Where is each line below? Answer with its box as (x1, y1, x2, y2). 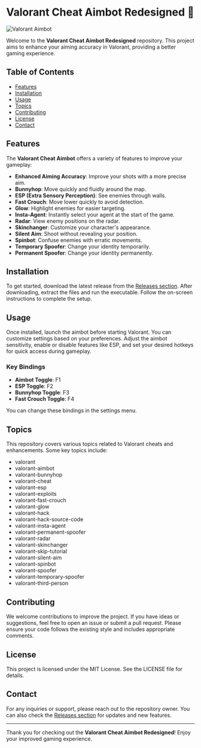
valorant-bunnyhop (14, 471, 63, 478)
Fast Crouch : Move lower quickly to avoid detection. (14, 198, 145, 205)
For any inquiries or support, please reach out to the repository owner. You (6, 705, 190, 712)
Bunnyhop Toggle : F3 (14, 389, 70, 396)
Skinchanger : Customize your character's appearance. (14, 223, 151, 231)
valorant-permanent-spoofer (14, 528, 86, 536)
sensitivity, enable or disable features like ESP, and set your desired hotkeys (6, 342, 194, 349)
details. (6, 672, 25, 679)
